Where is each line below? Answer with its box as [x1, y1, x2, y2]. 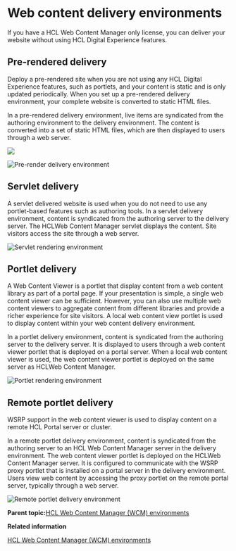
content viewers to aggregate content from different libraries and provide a [7, 304, 225, 312]
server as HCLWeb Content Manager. [7, 362, 116, 371]
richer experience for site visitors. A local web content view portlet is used [7, 312, 223, 320]
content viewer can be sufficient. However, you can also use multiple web [7, 297, 221, 305]
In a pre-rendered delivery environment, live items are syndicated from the [7, 110, 224, 119]
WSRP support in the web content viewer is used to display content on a [7, 415, 217, 424]
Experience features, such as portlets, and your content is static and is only [7, 82, 226, 91]
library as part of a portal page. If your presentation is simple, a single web [7, 289, 224, 298]
